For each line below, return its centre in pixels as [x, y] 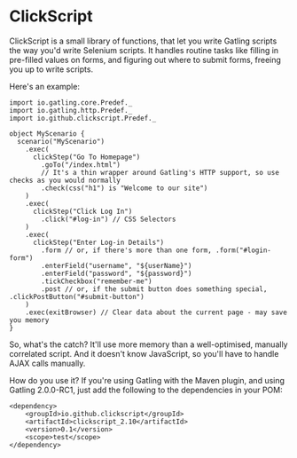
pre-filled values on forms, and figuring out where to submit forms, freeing [145, 59]
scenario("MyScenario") [61, 141]
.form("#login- [244, 250]
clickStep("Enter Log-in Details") [98, 242]
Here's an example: [44, 86]
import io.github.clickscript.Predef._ [83, 118]
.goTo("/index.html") [81, 165]
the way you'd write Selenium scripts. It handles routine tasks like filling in [144, 50]
